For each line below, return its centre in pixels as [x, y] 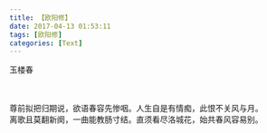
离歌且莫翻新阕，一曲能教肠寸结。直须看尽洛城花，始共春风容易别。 [136, 119]
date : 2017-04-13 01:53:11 [60, 26]
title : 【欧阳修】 [41, 18]
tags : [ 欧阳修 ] [36, 34]
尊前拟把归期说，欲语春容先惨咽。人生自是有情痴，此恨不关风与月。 [136, 109]
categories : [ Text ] [46, 43]
